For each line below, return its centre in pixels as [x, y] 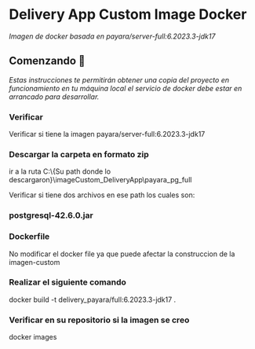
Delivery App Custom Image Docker [128, 15]
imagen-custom [35, 262]
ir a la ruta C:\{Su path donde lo [60, 171]
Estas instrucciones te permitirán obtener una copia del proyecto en [119, 79]
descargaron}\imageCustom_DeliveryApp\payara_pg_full [100, 180]
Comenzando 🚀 [47, 61]
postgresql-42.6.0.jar [51, 215]
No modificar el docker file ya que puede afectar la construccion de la [122, 254]
